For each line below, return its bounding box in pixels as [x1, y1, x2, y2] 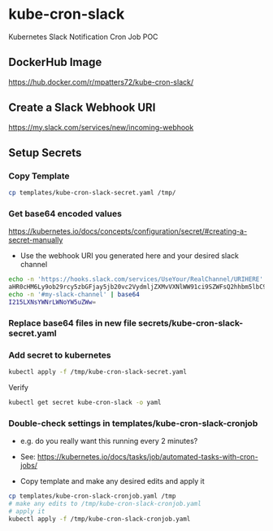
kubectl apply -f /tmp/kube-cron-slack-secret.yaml [8, 368, 187, 376]
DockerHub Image [8, 55, 102, 69]
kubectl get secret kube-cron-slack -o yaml [8, 398, 162, 407]
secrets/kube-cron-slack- [137, 317, 244, 328]
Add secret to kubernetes [8, 349, 111, 361]
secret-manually [8, 235, 63, 245]
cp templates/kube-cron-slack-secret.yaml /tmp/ [8, 189, 176, 197]
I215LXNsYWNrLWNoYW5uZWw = [8, 298, 96, 306]
